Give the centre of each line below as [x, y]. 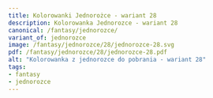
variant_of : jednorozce [47, 38]
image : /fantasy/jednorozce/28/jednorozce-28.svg [92, 45]
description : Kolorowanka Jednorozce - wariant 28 [93, 23]
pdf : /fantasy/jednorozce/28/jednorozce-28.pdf [88, 52]
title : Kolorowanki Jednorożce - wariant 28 [82, 15]
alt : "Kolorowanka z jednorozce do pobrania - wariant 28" [107, 60]
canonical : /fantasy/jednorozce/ [63, 30]
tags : [17, 67]
